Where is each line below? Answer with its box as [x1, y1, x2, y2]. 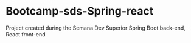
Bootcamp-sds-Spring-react [5, 4, 154, 18]
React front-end [5, 30, 46, 38]
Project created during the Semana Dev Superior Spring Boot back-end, [5, 24, 186, 31]
